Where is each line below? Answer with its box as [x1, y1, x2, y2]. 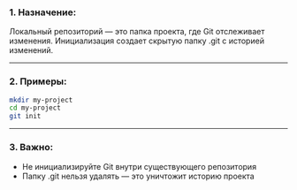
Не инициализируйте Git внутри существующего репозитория [21, 161, 257, 171]
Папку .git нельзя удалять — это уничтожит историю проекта [21, 171, 255, 181]
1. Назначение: [9, 6, 77, 19]
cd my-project [9, 103, 62, 112]
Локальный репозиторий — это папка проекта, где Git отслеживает [9, 27, 265, 37]
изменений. [9, 45, 54, 56]
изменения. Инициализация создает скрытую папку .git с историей [9, 35, 265, 46]
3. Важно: [9, 141, 54, 154]
